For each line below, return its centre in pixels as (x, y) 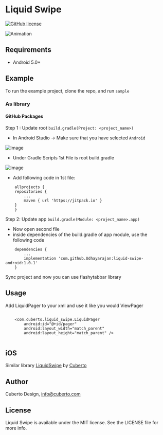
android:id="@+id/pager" (50, 324)
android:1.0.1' (22, 263)
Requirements (28, 50)
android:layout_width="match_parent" (64, 328)
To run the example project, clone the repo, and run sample (67, 90)
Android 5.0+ (27, 62)
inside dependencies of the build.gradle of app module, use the (80, 234)
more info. (16, 428)
